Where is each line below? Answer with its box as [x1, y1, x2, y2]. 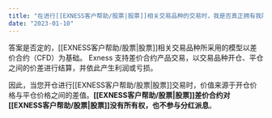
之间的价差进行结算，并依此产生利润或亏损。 [8, 62, 158, 73]
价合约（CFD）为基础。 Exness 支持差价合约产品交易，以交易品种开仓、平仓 [8, 53, 264, 62]
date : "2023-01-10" [8, 19, 74, 27]
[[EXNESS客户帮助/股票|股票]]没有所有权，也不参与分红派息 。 [8, 100, 217, 110]
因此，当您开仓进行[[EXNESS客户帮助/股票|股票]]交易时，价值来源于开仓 [8, 80, 251, 90]
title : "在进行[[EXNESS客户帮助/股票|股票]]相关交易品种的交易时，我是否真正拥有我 [8, 11, 261, 20]
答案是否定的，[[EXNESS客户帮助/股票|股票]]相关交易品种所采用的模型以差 [8, 42, 257, 53]
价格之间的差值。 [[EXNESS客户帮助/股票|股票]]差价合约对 [36, 90, 231, 99]
